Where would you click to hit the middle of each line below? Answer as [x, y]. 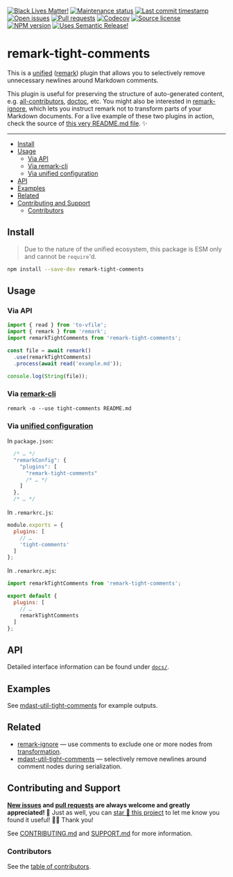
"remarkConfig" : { [40, 460]
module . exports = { [35, 526]
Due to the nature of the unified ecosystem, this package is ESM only [123, 249]
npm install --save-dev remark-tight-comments [76, 269]
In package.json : [30, 441]
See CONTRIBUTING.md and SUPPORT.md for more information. [100, 833]
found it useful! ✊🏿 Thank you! [50, 820]
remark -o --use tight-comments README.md [69, 408]
